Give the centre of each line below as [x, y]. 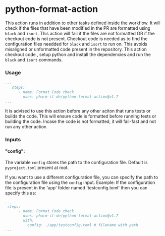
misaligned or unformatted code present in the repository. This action [76, 49]
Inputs [13, 139]
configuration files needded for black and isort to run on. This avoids [76, 44]
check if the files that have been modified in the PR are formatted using [78, 28]
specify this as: [21, 193]
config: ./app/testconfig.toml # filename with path [83, 225]
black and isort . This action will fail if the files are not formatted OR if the [80, 33]
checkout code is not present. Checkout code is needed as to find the [76, 39]
